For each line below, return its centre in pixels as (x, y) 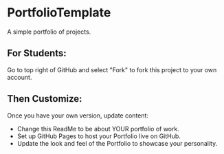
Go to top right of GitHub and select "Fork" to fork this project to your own (112, 69)
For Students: (37, 53)
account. (20, 77)
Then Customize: (45, 99)
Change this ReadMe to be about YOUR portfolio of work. (98, 129)
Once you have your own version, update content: (78, 115)
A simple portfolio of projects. (49, 32)
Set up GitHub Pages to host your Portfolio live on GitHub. (99, 136)
